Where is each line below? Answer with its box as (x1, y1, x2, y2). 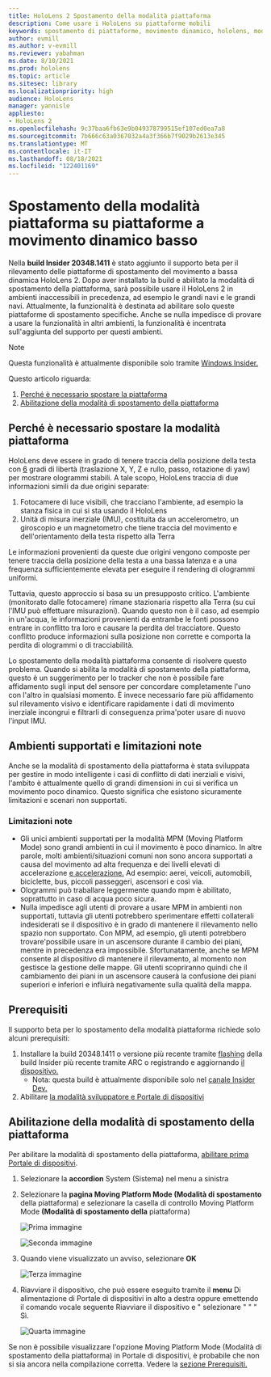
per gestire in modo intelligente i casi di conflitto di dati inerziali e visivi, (8, 769, 245, 779)
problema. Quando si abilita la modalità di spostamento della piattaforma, (8, 664, 252, 674)
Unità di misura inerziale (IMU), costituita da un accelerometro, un (19, 514, 240, 524)
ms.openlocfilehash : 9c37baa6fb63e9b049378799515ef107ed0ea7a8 (8, 125, 226, 133)
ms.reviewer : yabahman (8, 49, 85, 57)
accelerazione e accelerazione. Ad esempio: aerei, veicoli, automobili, (19, 868, 252, 877)
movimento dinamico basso (8, 231, 198, 250)
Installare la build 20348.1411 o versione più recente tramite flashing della (19, 1049, 263, 1058)
